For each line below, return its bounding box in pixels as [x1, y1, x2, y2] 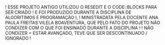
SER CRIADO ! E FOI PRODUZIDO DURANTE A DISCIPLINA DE [5, 9, 132, 15]
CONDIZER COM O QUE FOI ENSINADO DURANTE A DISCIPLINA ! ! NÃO [5, 25, 154, 31]
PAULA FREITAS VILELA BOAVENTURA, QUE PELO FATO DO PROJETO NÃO [5, 20, 161, 25]
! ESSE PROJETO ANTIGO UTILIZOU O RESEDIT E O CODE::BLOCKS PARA [5, 4, 158, 10]
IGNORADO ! [5, 35, 31, 41]
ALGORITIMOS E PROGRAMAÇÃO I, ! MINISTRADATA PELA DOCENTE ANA [5, 15, 159, 20]
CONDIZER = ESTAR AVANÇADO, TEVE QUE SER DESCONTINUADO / [5, 30, 148, 36]
